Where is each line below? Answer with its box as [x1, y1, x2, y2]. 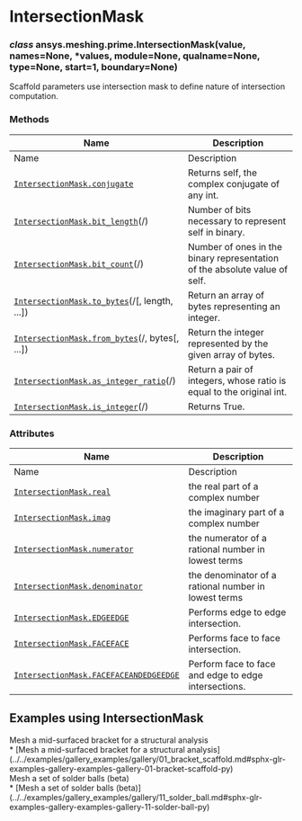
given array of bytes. [187, 348, 276, 361]
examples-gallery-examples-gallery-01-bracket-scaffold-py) [9, 763, 234, 774]
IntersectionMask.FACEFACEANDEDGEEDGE [13, 670, 180, 681]
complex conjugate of [187, 177, 280, 190]
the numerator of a [188, 532, 268, 545]
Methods [9, 113, 49, 126]
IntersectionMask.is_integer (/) [13, 400, 149, 413]
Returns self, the [187, 166, 258, 179]
